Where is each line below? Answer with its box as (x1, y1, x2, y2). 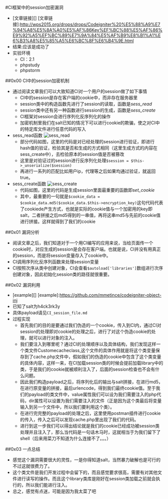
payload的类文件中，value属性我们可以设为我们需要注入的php (29, 391, 157, 397)
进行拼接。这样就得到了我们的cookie (20, 218, 96, 224)
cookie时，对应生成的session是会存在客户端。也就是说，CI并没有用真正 (12, 246, 161, 252)
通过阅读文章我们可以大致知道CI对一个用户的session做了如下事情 (12, 89, 147, 94)
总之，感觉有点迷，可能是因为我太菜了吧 (12, 488, 96, 494)
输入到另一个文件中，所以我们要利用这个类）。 (20, 404, 115, 410)
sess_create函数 (12, 181, 47, 187)
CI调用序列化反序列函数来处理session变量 (12, 259, 99, 265)
